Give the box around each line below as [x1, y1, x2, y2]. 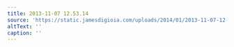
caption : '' [7, 29, 42, 37]
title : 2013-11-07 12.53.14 [7, 10, 89, 17]
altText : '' [7, 23, 42, 30]
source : [7, 17, 30, 23]
